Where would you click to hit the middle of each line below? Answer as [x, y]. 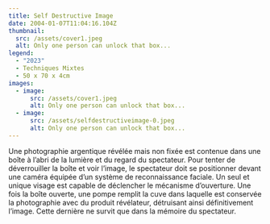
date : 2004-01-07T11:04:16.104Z [62, 23]
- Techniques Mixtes [50, 68]
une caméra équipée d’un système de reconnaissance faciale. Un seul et [129, 176]
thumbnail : [27, 31]
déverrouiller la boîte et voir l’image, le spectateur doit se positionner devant [135, 168]
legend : [21, 53]
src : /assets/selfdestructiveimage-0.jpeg [102, 121]
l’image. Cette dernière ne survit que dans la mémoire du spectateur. [122, 211]
